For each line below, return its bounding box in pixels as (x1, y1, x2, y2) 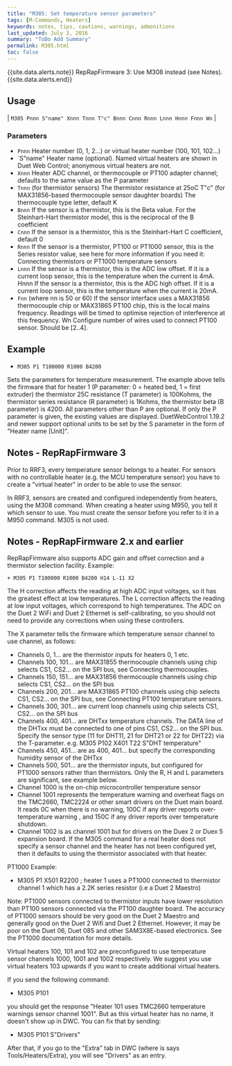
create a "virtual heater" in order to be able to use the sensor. (7, 480, 182, 489)
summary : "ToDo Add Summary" (7, 36, 91, 43)
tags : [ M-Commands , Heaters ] (7, 17, 91, 24)
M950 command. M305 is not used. (7, 516, 109, 524)
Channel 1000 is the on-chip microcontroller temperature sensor (17, 783, 201, 792)
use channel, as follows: (7, 637, 76, 645)
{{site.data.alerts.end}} (7, 75, 73, 83)
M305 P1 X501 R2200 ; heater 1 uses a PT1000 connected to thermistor (17, 876, 221, 884)
